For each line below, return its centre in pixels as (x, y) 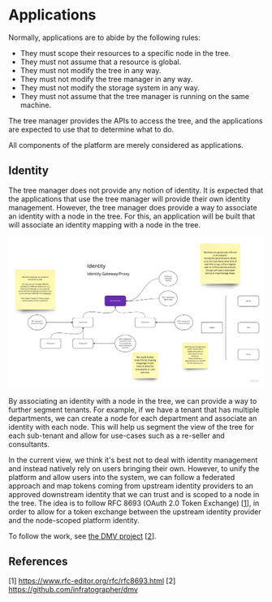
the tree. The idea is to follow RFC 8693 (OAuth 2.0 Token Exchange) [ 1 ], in (134, 503)
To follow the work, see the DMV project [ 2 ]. (82, 536)
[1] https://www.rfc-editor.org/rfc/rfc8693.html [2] (92, 581)
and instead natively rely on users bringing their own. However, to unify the (134, 468)
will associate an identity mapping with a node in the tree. (105, 224)
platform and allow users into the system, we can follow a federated (122, 477)
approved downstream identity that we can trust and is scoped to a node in (134, 494)
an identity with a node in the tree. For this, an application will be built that (132, 216)
